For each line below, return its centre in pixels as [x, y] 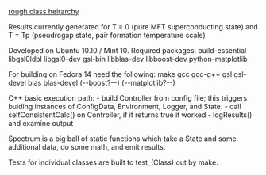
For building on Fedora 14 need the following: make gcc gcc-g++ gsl [120, 74]
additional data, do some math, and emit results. [87, 147]
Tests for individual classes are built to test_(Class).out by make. [113, 162]
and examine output [41, 123]
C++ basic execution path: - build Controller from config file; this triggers [128, 98]
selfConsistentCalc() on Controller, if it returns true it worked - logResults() [130, 115]
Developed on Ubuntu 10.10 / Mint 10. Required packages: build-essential [127, 50]
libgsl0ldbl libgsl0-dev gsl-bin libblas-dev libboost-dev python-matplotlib [128, 59]
